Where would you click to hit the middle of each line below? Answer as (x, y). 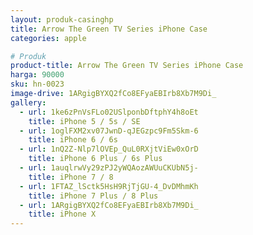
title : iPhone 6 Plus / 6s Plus (95, 159)
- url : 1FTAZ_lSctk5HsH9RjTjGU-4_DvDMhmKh (109, 186)
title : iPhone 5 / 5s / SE (84, 121)
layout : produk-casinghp (62, 19)
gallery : (28, 102)
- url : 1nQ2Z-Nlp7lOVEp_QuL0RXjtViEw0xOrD (109, 149)
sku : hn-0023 (37, 84)
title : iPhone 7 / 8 (71, 177)
